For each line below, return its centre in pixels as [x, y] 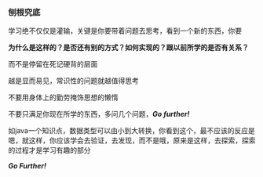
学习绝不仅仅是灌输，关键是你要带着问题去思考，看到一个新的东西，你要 [125, 31]
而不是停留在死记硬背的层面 [53, 64]
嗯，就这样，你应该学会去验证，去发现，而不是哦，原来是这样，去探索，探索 [132, 141]
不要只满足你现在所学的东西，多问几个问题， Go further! [99, 114]
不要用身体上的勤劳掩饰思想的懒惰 [63, 98]
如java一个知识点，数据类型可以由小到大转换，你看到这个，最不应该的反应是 [131, 131]
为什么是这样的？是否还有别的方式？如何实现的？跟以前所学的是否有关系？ [128, 48]
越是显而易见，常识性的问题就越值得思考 [73, 81]
